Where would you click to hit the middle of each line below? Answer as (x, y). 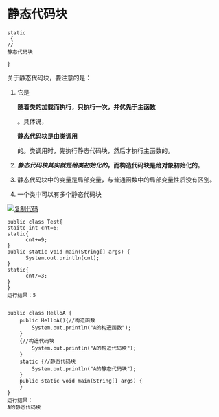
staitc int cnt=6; (33, 228)
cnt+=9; (36, 240)
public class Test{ (35, 222)
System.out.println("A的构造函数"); (82, 327)
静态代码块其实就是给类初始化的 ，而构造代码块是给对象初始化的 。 (110, 165)
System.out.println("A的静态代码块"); (84, 369)
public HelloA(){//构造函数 (58, 320)
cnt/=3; (36, 276)
